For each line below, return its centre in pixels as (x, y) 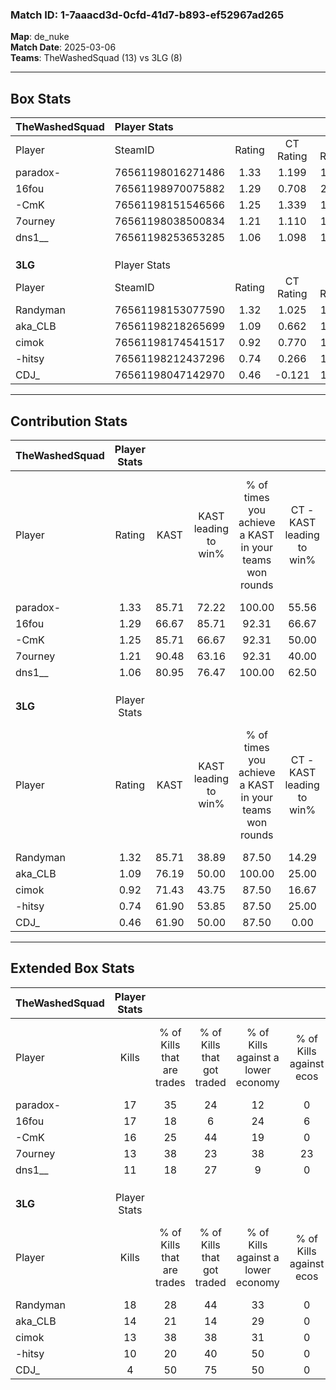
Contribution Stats (69, 421)
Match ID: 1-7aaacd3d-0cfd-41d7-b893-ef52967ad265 (147, 15)
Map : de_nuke (40, 37)
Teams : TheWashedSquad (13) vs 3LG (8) (96, 58)
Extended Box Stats (72, 968)
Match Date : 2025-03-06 (63, 47)
